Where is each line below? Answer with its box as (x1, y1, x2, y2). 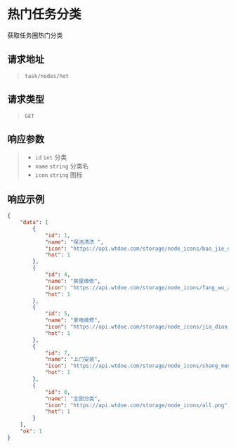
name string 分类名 (34, 162, 89, 171)
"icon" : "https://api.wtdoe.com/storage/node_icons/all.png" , (44, 402, 231, 409)
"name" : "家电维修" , (44, 317, 101, 324)
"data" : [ (20, 219, 49, 226)
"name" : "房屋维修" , (44, 277, 101, 284)
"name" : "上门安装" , (44, 356, 101, 363)
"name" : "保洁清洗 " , (44, 238, 104, 246)
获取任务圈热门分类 (7, 31, 63, 39)
